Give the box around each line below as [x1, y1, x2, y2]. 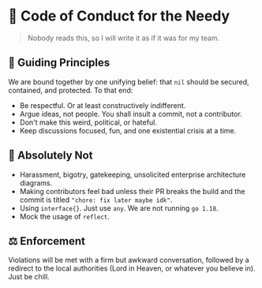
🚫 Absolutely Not [8, 149, 93, 163]
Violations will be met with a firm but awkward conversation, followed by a [8, 256, 250, 265]
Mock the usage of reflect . [19, 211, 110, 221]
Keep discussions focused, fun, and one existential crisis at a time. [19, 125, 237, 135]
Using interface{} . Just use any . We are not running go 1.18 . [19, 203, 219, 212]
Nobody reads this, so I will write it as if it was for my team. [27, 33, 219, 43]
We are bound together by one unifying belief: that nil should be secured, [8, 77, 250, 86]
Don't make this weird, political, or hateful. [19, 118, 158, 127]
